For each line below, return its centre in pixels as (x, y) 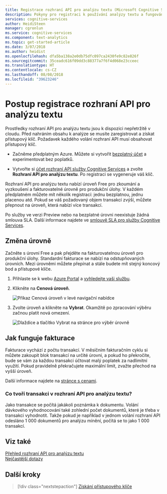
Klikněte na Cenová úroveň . (41, 288)
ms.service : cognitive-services (39, 33)
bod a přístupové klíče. (29, 269)
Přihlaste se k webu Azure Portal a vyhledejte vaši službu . (71, 278)
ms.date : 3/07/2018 (25, 47)
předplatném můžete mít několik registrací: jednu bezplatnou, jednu (74, 194)
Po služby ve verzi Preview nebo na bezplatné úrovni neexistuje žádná (77, 214)
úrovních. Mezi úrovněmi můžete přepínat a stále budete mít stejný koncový (83, 263)
